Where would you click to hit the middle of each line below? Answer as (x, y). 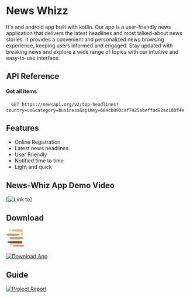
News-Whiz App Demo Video (61, 185)
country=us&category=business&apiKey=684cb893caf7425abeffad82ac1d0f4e (95, 110)
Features (23, 128)
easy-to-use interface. (33, 58)
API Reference (33, 76)
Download (25, 218)
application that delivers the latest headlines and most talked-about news (94, 33)
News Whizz (37, 11)
